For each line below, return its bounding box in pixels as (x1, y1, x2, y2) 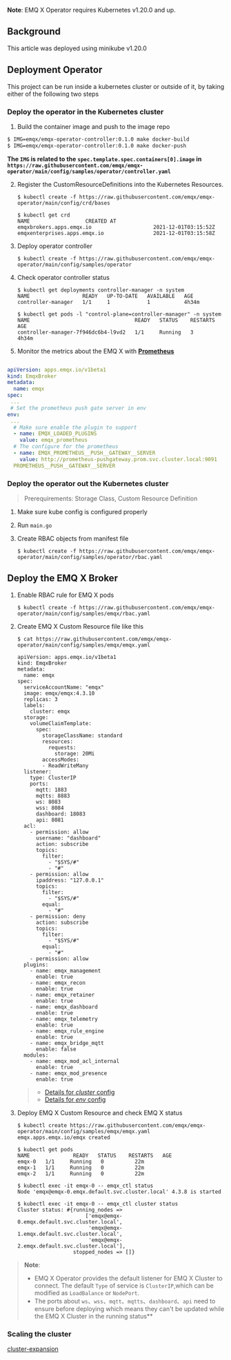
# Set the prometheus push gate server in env (10, 405, 147, 412)
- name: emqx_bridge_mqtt (30, 1039, 105, 1046)
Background (7, 26, 61, 37)
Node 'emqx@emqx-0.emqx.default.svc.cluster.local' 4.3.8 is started (17, 1188, 222, 1195)
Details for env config (44, 1095, 106, 1104)
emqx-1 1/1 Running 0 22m (17, 1164, 145, 1171)
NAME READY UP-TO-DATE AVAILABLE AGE (17, 292, 194, 299)
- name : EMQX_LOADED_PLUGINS (13, 430, 97, 437)
